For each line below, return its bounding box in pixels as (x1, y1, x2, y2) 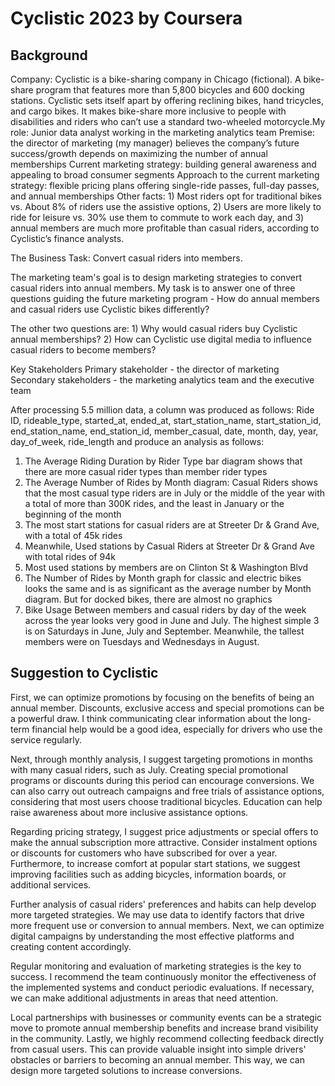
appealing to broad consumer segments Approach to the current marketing (10, 169, 320, 181)
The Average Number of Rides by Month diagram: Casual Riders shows (24, 477, 318, 488)
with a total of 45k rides (24, 530, 123, 541)
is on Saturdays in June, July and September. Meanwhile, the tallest (24, 625, 305, 637)
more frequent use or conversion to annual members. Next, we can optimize (10, 919, 325, 931)
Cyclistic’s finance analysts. (10, 233, 125, 244)
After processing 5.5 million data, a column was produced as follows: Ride (10, 404, 315, 416)
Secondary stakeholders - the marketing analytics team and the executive (10, 374, 315, 386)
